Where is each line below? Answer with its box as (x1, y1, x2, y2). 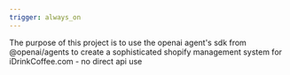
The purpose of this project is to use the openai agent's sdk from (9, 37, 247, 48)
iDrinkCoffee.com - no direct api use (9, 56, 143, 66)
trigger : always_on (9, 12, 82, 22)
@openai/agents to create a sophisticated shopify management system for (9, 46, 282, 57)
